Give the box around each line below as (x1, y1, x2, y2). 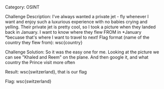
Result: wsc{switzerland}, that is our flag (5, 69, 87, 75)
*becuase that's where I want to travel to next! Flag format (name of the (5, 34, 150, 40)
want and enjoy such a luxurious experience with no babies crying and (5, 19, 148, 24)
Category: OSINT (5, 4, 40, 10)
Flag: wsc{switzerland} (5, 78, 51, 84)
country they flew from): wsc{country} (5, 40, 83, 45)
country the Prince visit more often (5, 60, 75, 65)
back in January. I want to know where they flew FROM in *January (5, 29, 142, 35)
